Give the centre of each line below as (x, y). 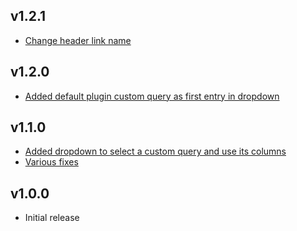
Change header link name (78, 40)
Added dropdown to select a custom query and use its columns (155, 151)
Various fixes (51, 162)
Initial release (52, 218)
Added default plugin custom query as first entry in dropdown (152, 96)
